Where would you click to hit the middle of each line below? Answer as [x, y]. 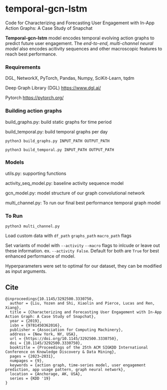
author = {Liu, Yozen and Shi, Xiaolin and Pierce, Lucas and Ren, [82, 303]
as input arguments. [26, 271]
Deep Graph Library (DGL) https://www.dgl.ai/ [53, 88]
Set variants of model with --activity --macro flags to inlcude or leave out [83, 246]
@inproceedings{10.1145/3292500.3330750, [50, 299]
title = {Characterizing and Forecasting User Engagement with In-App [86, 312]
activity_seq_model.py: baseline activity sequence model [65, 183]
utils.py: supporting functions [36, 173]
